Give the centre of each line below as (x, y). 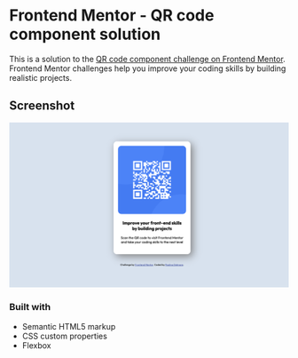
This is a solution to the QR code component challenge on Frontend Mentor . (147, 59)
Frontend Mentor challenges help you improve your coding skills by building (148, 68)
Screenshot (42, 106)
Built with (30, 307)
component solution (85, 34)
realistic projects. (41, 77)
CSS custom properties (65, 336)
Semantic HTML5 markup (69, 326)
